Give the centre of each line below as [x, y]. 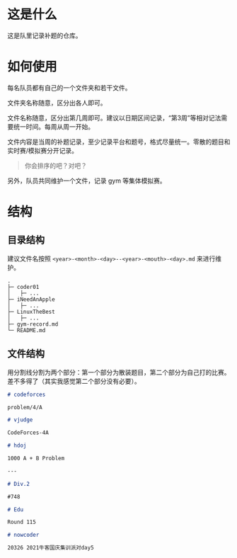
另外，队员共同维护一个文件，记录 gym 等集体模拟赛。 [87, 181]
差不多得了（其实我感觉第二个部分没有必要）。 [74, 381]
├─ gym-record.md [33, 324]
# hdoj [17, 446]
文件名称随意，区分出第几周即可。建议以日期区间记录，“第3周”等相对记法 [114, 118]
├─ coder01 [23, 287]
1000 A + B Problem [36, 459]
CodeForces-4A [28, 433]
